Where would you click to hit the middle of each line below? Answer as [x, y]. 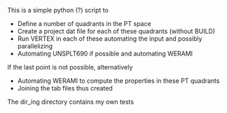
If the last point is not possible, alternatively [70, 67]
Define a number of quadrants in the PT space [84, 24]
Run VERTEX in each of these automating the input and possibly [110, 39]
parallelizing [35, 46]
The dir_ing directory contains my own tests [71, 102]
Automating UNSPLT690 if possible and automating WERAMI [105, 53]
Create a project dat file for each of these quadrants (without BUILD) [116, 31]
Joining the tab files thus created [65, 88]
